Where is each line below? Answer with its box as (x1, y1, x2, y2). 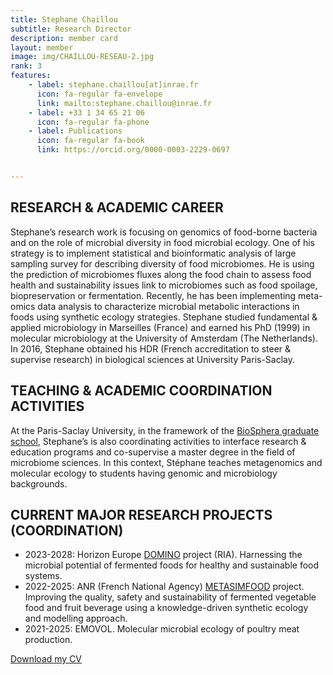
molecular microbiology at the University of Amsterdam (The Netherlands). (10, 332, 318, 344)
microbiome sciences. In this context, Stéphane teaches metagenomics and (10, 456, 323, 468)
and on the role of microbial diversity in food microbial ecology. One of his (10, 236, 316, 248)
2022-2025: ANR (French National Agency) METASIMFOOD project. (24, 581, 305, 593)
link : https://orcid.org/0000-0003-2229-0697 (36, 145, 230, 155)
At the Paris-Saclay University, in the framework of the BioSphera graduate (10, 424, 320, 436)
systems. (24, 570, 63, 582)
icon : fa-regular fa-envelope (36, 89, 163, 99)
